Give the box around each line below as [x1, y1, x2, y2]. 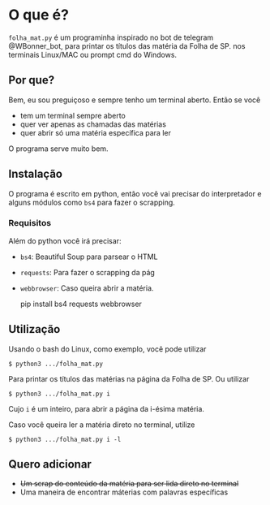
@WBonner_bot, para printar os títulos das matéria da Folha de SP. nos [8, 41, 246, 50]
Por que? [8, 73, 55, 87]
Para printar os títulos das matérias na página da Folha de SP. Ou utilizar [8, 373, 250, 383]
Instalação [8, 167, 63, 181]
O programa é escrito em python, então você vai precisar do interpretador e [8, 188, 262, 198]
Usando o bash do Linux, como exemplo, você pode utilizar [8, 343, 207, 354]
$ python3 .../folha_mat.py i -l [8, 435, 122, 443]
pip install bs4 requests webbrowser [19, 299, 142, 309]
